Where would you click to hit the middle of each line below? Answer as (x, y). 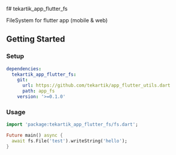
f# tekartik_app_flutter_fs (37, 9)
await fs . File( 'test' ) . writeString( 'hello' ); (70, 141)
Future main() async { (35, 135)
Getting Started (36, 39)
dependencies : (24, 68)
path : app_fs (38, 91)
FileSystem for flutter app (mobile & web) (57, 20)
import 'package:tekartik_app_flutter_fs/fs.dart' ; (72, 125)
